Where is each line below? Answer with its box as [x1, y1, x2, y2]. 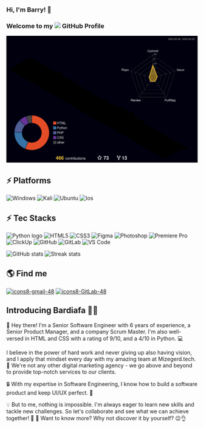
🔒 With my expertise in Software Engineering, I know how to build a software [6, 380, 198, 387]
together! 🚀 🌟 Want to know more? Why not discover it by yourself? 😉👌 [6, 414, 186, 421]
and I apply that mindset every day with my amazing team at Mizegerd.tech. [6, 355, 196, 362]
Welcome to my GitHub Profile [6, 21, 105, 30]
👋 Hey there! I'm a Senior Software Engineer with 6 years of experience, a [6, 321, 191, 328]
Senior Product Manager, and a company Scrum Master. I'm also [6, 328, 168, 335]
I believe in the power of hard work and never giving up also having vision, [6, 348, 192, 356]
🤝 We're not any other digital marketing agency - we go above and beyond [6, 361, 192, 369]
